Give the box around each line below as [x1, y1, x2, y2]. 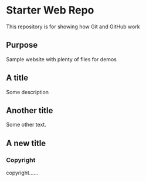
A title [6, 73, 28, 83]
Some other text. [6, 121, 47, 128]
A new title [6, 138, 46, 148]
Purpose [6, 40, 38, 50]
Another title [6, 105, 53, 115]
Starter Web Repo [6, 4, 94, 17]
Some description [6, 88, 49, 95]
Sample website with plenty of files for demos [6, 55, 117, 62]
